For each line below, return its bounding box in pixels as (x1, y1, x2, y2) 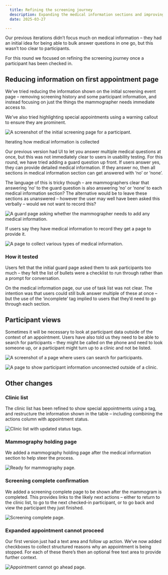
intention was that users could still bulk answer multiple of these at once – (5, 291, 157, 297)
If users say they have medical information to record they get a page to (5, 226, 151, 232)
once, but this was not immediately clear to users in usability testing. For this (5, 154, 163, 160)
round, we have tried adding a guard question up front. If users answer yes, (5, 159, 161, 166)
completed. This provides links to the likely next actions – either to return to (5, 494, 160, 500)
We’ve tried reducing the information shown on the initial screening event (5, 88, 156, 94)
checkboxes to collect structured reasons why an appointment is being (5, 543, 151, 549)
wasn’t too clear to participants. (5, 46, 70, 52)
